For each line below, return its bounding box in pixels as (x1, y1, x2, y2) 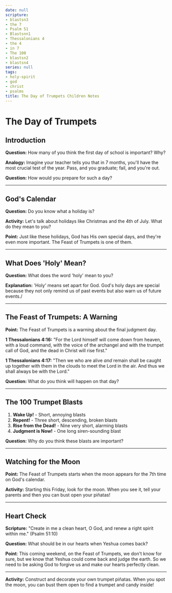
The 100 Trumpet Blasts (5, 398, 83, 407)
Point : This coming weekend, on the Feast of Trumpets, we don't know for (5, 550, 162, 557)
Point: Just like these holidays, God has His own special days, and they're (5, 234, 161, 240)
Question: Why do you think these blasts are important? (5, 437, 124, 444)
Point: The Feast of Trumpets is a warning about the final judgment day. (5, 327, 157, 333)
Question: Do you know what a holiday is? (5, 208, 95, 215)
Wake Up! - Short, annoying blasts (12, 411, 86, 417)
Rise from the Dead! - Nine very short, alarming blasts (12, 422, 128, 429)
